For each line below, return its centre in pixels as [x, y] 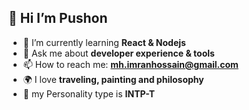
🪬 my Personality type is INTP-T [89, 93]
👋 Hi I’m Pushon [58, 18]
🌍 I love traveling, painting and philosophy [113, 79]
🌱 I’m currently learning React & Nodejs [104, 42]
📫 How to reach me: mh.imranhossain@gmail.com [130, 64]
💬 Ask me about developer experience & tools [118, 53]
